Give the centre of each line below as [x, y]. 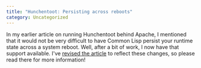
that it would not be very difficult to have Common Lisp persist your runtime [100, 41]
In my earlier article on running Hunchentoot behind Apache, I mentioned [97, 34]
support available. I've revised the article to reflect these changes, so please [100, 53]
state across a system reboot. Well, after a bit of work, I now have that [93, 47]
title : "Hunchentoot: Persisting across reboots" [70, 12]
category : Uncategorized [37, 17]
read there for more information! [46, 60]
